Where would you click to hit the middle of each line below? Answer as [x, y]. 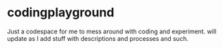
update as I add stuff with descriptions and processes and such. [98, 38]
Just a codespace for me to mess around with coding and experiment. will [112, 31]
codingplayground [61, 13]
